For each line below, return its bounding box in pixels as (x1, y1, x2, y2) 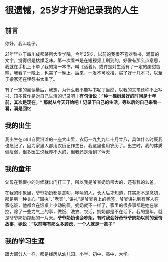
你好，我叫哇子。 (5, 41, 40, 46)
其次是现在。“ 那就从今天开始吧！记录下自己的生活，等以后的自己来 (13, 99, 153, 105)
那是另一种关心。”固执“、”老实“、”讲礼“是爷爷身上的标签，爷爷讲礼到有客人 (5, 196, 155, 202)
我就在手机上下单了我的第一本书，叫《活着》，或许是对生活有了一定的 (5, 64, 147, 69)
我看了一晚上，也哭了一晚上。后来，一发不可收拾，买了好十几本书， (13, 70, 154, 76)
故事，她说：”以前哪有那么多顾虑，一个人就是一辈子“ (5, 221, 115, 227)
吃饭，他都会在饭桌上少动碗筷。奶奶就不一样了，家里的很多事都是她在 (9, 202, 154, 208)
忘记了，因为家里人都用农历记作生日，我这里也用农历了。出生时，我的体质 (9, 142, 163, 148)
